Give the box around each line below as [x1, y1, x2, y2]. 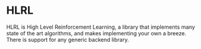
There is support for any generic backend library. [6, 36, 129, 43]
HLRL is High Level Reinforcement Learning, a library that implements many [6, 23, 196, 30]
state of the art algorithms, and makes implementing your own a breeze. [6, 29, 186, 36]
